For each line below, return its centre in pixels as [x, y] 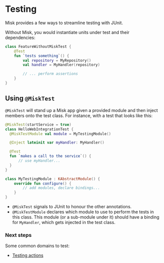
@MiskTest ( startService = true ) [38, 124]
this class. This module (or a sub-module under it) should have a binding [86, 217]
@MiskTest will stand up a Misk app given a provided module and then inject [82, 110]
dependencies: [20, 38]
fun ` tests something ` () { [42, 56]
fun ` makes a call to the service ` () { [50, 156]
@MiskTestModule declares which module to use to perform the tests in [83, 212]
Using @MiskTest [30, 98]
